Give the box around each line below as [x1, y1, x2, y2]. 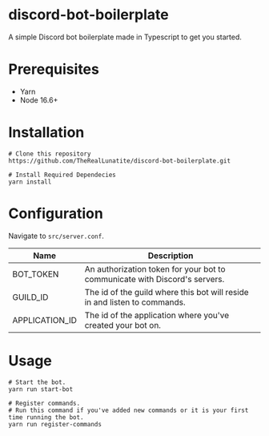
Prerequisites [8, 60, 100, 79]
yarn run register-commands [8, 420, 102, 428]
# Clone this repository [8, 150, 91, 158]
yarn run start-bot [8, 385, 74, 394]
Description [147, 250, 194, 261]
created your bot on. [84, 319, 162, 330]
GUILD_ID [12, 291, 49, 302]
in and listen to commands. [84, 297, 186, 308]
